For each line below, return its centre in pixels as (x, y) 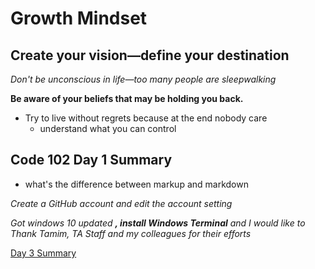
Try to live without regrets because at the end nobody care (146, 118)
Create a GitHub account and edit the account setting (121, 203)
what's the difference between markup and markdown (136, 184)
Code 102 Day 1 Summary (91, 160)
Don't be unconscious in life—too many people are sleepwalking (143, 79)
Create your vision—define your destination (150, 55)
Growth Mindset (79, 18)
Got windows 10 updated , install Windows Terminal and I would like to (158, 223)
